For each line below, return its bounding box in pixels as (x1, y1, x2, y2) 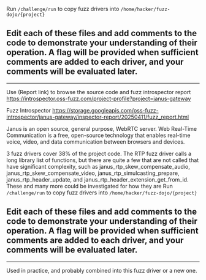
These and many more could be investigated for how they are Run (6, 182, 174, 190)
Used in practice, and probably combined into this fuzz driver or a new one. (6, 267, 197, 274)
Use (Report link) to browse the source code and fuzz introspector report (6, 88, 191, 95)
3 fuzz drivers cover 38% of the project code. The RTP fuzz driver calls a (6, 150, 192, 157)
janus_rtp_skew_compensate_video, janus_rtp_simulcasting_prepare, (6, 169, 180, 177)
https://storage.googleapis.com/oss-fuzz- (51, 106, 159, 114)
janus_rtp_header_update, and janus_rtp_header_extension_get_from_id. (6, 175, 189, 183)
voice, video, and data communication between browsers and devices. (6, 138, 185, 146)
